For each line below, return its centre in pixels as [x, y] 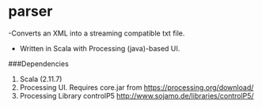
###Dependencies [38, 63]
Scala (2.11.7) [41, 79]
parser [30, 11]
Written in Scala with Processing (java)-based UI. [100, 48]
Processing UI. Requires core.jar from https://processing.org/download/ [137, 87]
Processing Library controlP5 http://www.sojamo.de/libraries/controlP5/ [137, 95]
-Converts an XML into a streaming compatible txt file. [97, 33]
